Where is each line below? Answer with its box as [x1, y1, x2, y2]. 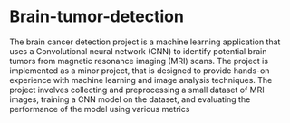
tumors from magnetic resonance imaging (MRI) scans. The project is [9, 55, 269, 66]
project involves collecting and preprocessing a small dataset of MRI [9, 84, 265, 95]
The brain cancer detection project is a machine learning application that [9, 36, 281, 47]
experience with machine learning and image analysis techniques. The [9, 74, 273, 85]
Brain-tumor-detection [9, 6, 184, 27]
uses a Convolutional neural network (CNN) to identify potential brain [9, 45, 267, 56]
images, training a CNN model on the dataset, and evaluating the [9, 93, 251, 105]
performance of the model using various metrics [9, 103, 190, 114]
